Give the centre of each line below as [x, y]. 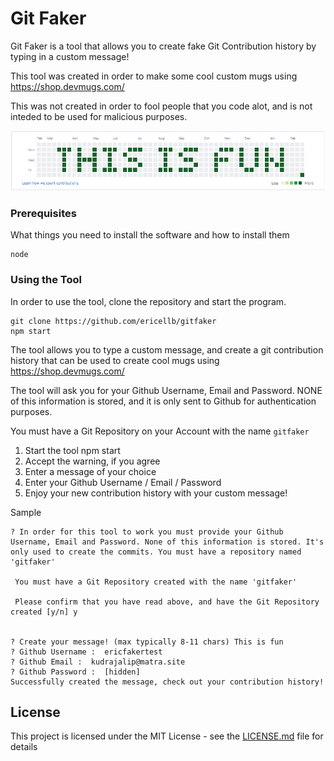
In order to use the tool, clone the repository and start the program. [148, 301]
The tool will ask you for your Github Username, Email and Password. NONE [166, 390]
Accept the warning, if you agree [92, 461]
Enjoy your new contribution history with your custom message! [156, 493]
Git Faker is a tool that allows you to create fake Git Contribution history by [163, 46]
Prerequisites [43, 213]
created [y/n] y [44, 612]
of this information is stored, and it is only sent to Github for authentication [163, 401]
